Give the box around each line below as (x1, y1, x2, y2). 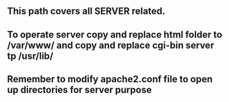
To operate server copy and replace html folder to (7, 29, 223, 40)
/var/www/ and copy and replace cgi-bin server (7, 39, 215, 51)
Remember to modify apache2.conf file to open (7, 73, 213, 85)
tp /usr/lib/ (7, 50, 53, 62)
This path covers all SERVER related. (7, 5, 166, 17)
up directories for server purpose (7, 84, 152, 96)
